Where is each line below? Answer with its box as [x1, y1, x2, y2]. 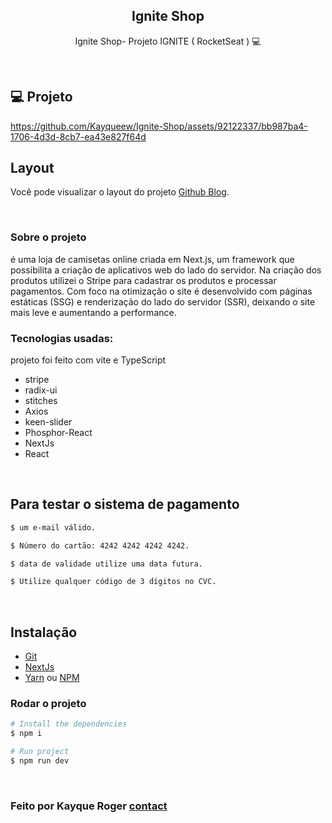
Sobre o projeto [10, 230, 87, 244]
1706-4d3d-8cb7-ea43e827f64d [10, 130, 147, 143]
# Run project [10, 747, 70, 757]
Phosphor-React [24, 427, 93, 439]
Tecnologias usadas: [10, 331, 114, 345]
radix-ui [24, 384, 58, 396]
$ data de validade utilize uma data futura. [10, 559, 203, 569]
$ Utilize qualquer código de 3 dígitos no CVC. [10, 577, 217, 587]
